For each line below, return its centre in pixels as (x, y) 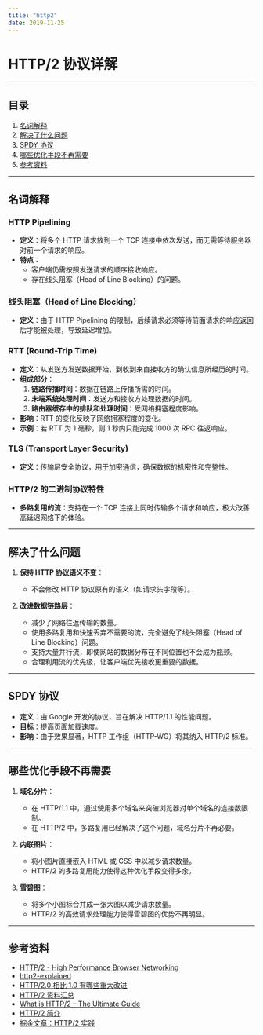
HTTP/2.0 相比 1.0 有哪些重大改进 (73, 986)
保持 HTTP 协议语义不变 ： (61, 572)
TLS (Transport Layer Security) (68, 448)
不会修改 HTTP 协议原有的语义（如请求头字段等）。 (112, 589)
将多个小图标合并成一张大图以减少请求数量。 (103, 904)
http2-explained (45, 976)
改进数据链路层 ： (47, 605)
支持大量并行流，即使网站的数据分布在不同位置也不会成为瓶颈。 (134, 652)
